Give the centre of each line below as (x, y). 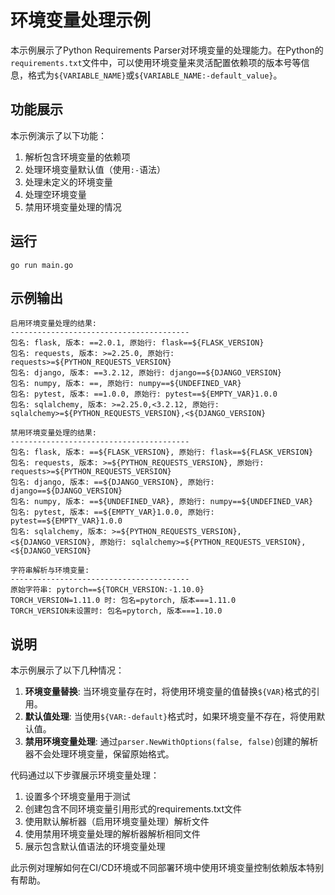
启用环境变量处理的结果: (53, 324)
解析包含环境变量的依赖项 (77, 157)
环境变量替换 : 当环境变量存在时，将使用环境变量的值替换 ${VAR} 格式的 (168, 692)
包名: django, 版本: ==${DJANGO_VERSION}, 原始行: (112, 482)
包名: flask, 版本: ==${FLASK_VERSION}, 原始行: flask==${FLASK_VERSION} (162, 452)
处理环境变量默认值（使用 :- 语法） (95, 169)
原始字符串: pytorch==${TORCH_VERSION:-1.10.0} (107, 590)
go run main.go (42, 265)
